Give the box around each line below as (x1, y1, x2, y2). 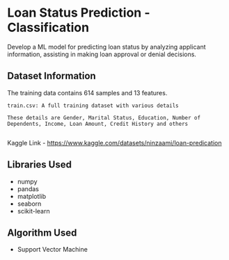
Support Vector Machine (17, 245, 88, 254)
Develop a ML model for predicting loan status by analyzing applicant (7, 42, 206, 51)
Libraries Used (7, 159, 72, 171)
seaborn (17, 200, 42, 208)
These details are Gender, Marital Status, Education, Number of (7, 114, 200, 121)
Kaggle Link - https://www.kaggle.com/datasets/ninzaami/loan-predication (7, 138, 222, 147)
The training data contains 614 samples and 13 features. (7, 88, 168, 97)
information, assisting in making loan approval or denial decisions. (7, 50, 197, 58)
